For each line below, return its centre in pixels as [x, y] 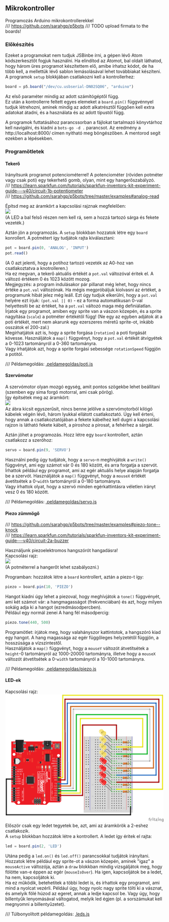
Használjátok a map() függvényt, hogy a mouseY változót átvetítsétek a [77, 648]
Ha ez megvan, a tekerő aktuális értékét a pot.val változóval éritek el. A [79, 273]
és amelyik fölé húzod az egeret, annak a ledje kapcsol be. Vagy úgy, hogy [82, 894]
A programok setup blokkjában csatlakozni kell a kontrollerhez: [70, 77]
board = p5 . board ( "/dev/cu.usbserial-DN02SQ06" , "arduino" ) [70, 87]
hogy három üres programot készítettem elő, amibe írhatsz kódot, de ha [79, 66]
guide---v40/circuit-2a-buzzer [37, 541]
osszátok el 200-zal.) [27, 327]
